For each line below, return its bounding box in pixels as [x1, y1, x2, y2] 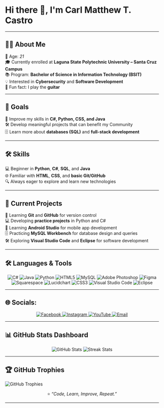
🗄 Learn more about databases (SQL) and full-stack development [5, 128, 140, 134]
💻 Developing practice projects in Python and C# [5, 218, 106, 224]
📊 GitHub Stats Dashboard [5, 331, 89, 339]
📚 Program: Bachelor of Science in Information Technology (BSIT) [5, 71, 142, 77]
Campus [5, 66, 23, 72]
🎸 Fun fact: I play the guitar [5, 84, 60, 90]
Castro [5, 15, 33, 26]
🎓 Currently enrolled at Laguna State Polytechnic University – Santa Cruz [5, 59, 157, 65]
